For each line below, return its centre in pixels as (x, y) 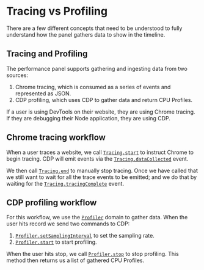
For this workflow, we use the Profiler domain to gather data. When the (97, 217)
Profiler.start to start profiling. (56, 242)
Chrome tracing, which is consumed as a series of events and (93, 87)
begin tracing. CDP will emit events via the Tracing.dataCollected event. (97, 159)
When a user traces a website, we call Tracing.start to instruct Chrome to (100, 152)
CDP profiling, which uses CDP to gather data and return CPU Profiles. (104, 100)
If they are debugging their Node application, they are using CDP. (89, 118)
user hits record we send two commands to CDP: (68, 224)
